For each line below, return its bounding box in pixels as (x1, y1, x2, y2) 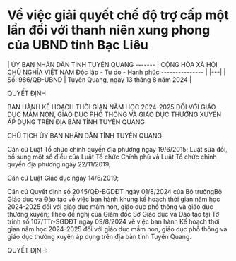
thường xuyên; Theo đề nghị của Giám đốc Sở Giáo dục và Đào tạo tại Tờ (7, 210, 220, 218)
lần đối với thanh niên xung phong (7, 22, 211, 38)
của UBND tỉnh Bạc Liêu (7, 37, 148, 53)
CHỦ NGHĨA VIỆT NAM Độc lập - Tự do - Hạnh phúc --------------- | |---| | (7, 68, 226, 76)
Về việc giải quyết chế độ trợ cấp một (7, 7, 230, 23)
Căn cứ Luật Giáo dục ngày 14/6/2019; (7, 174, 119, 182)
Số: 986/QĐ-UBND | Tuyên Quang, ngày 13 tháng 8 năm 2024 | (7, 75, 192, 84)
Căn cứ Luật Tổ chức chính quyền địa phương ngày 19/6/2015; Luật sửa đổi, (7, 145, 228, 153)
